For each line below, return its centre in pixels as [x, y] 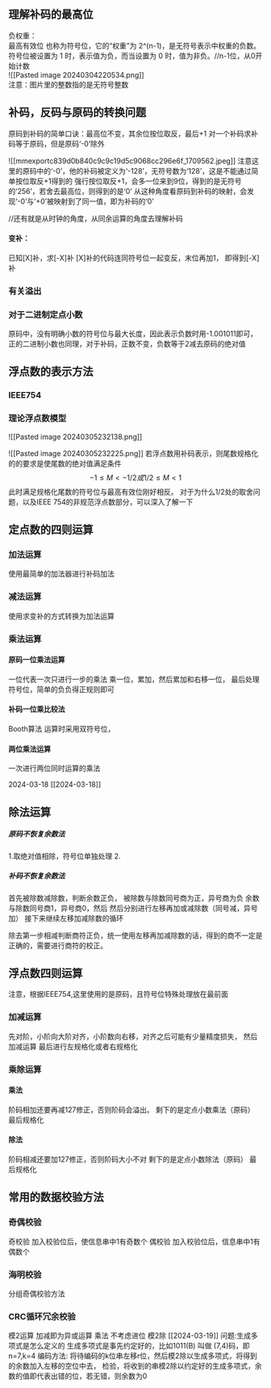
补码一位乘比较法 [37, 709]
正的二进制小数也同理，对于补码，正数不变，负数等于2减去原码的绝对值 [127, 344]
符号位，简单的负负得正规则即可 [61, 689]
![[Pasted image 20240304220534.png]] [76, 74]
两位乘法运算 [29, 749]
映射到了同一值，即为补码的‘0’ [104, 201]
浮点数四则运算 [46, 973]
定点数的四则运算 [51, 530]
